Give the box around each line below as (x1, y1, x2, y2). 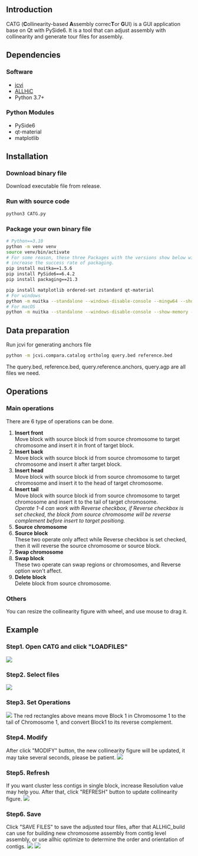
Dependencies (6, 50, 61, 60)
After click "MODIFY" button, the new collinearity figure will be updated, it (6, 747, 186, 754)
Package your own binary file (6, 224, 91, 233)
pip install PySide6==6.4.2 (6, 271, 75, 277)
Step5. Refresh (6, 769, 50, 777)
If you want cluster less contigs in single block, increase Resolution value (6, 782, 184, 789)
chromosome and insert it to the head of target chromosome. (14, 479, 163, 486)
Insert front (14, 429, 44, 436)
